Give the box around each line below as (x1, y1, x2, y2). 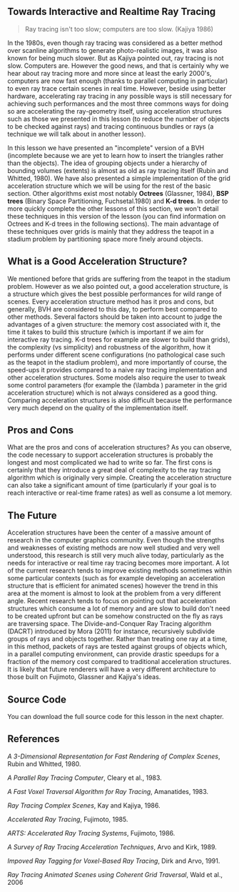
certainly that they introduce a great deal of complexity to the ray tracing (7, 466, 221, 475)
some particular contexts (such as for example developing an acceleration (7, 574, 225, 583)
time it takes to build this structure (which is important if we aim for (7, 327, 204, 336)
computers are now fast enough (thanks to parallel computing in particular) (7, 76, 228, 85)
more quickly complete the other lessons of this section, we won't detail (7, 204, 219, 213)
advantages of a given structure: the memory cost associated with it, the (7, 319, 221, 328)
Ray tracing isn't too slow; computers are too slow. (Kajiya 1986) (24, 24, 214, 33)
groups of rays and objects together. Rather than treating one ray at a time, (7, 635, 228, 643)
